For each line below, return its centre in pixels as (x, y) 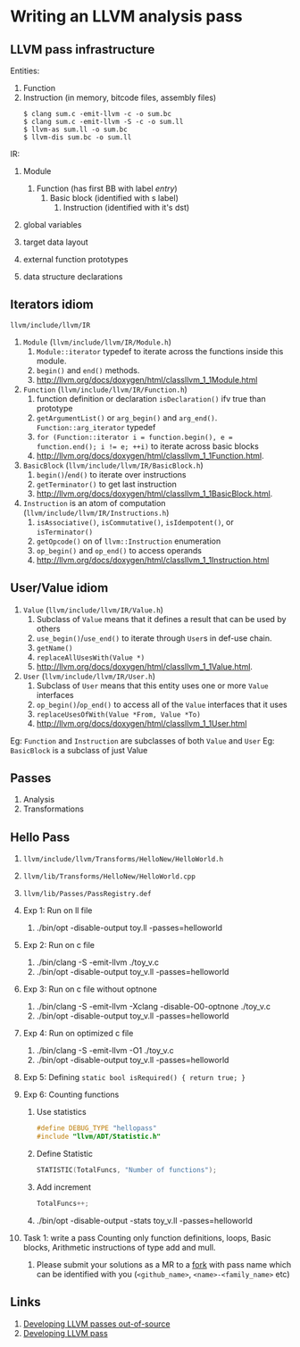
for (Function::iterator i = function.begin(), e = (134, 437)
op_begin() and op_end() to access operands (119, 550)
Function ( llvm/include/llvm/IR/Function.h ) (105, 389)
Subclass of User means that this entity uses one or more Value (152, 686)
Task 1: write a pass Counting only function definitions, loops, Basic (147, 1237)
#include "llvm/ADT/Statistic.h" (99, 1137)
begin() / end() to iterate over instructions (111, 474)
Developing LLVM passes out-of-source (96, 1324)
